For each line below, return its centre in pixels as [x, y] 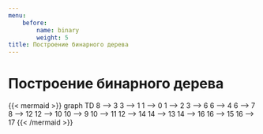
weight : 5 [53, 37]
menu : [17, 15]
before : [35, 23]
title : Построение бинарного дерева [68, 45]
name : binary [58, 30]
